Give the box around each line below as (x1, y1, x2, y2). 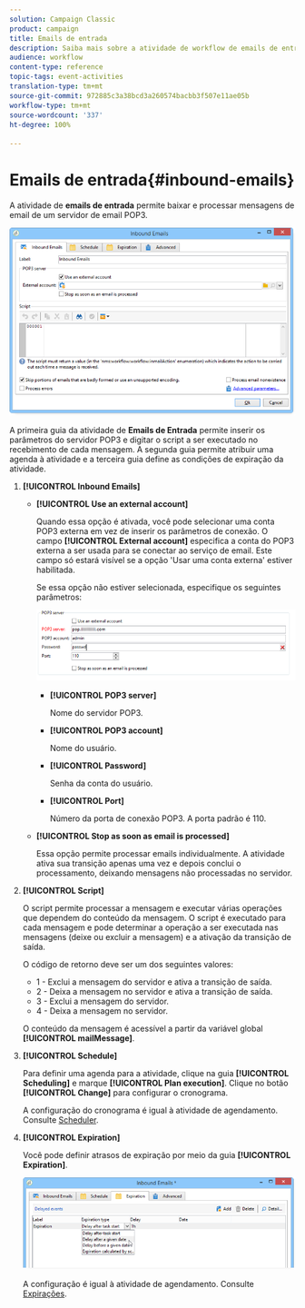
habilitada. (35, 564, 75, 575)
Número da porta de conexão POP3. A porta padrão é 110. (49, 813, 267, 824)
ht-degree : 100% (9, 120, 71, 129)
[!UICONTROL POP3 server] (49, 690, 157, 701)
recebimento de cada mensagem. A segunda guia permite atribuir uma (9, 443, 274, 454)
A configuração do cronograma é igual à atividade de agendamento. (22, 1105, 279, 1116)
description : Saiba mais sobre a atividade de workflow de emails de (9, 44, 279, 53)
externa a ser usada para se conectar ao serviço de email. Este (35, 545, 272, 556)
